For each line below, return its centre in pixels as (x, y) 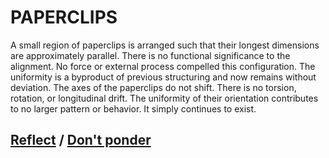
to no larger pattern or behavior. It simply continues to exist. (133, 108)
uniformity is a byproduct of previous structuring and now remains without (163, 77)
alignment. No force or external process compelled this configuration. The (163, 66)
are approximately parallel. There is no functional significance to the (150, 55)
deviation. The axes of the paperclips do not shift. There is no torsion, (153, 87)
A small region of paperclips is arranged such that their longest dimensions (165, 45)
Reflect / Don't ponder (81, 140)
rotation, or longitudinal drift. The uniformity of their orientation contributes (164, 98)
